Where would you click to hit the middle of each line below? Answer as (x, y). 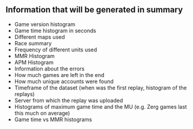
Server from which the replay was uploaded (69, 100)
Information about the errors (49, 69)
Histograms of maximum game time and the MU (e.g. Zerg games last (100, 106)
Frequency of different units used (56, 50)
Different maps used (40, 37)
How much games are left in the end (59, 75)
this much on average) (42, 113)
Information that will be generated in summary (94, 10)
